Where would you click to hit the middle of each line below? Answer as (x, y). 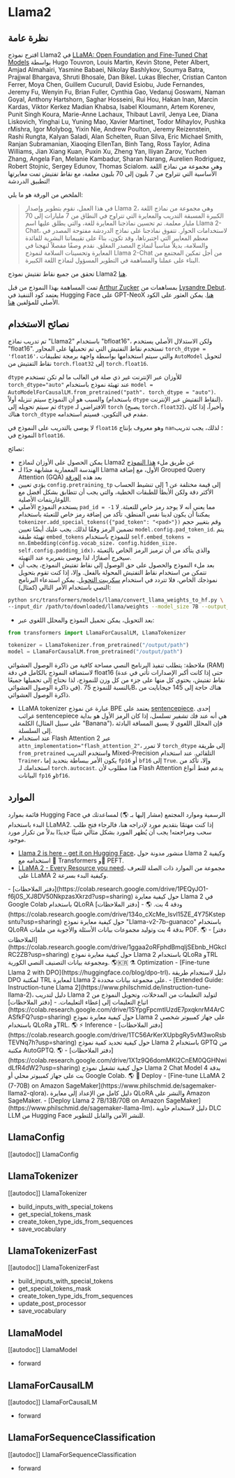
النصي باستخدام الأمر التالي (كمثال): (65, 587)
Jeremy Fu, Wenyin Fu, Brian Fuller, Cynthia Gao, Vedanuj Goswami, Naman (116, 92)
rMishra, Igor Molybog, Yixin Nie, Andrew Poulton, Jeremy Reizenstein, (110, 129)
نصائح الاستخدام (38, 324)
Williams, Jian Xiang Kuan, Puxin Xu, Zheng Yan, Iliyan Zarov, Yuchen (107, 151)
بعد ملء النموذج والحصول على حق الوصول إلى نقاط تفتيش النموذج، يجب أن (116, 564)
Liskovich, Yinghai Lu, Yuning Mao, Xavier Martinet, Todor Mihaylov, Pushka (117, 122)
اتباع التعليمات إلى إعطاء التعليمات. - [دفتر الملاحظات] (78, 1002)
